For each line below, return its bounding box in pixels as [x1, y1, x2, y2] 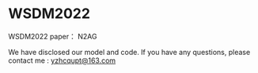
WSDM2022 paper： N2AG [8, 31, 97, 41]
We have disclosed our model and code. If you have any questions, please [8, 47, 251, 57]
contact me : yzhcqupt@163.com [8, 56, 116, 65]
